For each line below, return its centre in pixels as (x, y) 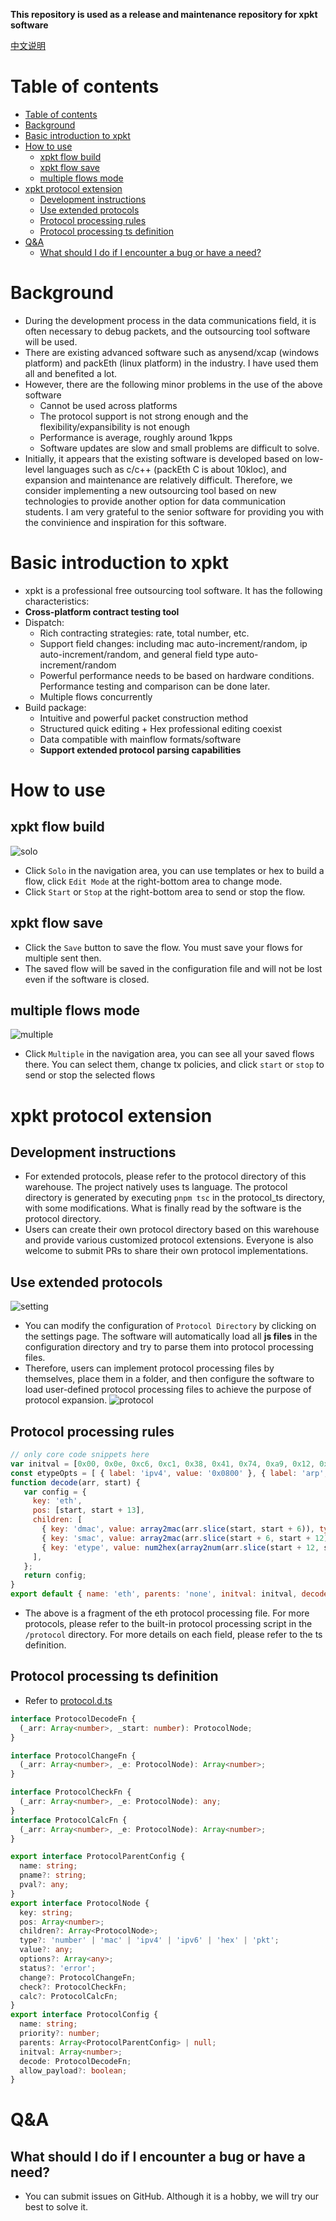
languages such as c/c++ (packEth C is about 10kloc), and (166, 469)
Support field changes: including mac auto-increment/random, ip (173, 643)
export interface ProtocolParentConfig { (98, 1857)
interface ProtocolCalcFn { (69, 1820)
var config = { (55, 1492)
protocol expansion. (66, 1400)
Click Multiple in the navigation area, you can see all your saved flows (169, 1054)
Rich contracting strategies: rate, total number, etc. (144, 633)
